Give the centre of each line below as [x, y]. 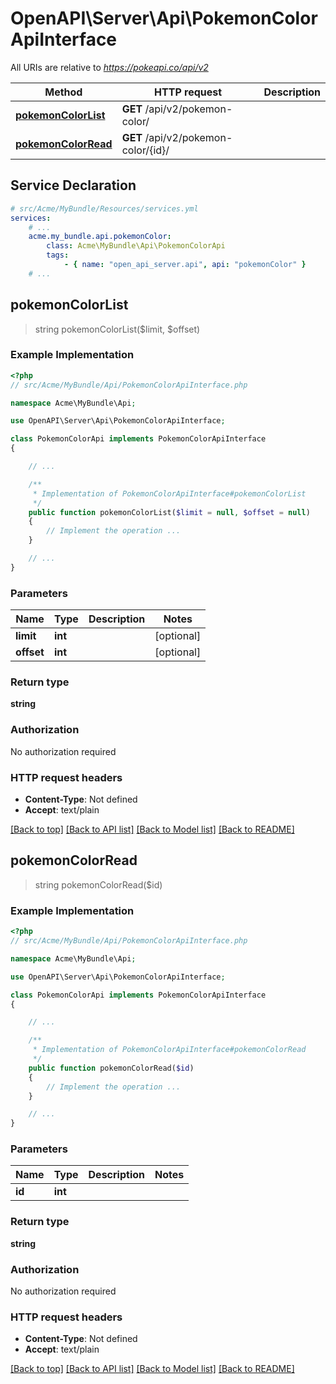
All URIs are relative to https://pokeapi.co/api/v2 [109, 67]
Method [63, 92]
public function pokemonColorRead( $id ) [111, 1068]
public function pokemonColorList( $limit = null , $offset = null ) [169, 512]
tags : [58, 255]
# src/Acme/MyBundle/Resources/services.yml [104, 208]
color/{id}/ [145, 150]
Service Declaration [73, 185]
